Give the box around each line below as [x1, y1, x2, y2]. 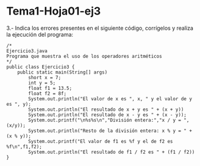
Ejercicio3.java [6, 47, 48, 54]
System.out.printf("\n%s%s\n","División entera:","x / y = [28, 117, 182, 123]
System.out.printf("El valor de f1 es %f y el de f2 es [28, 138, 173, 144]
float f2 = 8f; [28, 90, 67, 97]
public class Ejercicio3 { [6, 64, 75, 70]
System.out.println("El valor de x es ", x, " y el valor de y [28, 95, 192, 102]
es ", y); [6, 101, 32, 107]
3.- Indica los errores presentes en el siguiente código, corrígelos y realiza [6, 24, 194, 32]
